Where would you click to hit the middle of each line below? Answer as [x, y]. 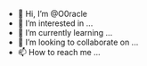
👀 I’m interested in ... [55, 23]
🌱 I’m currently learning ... [65, 33]
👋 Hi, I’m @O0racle [52, 14]
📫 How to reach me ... [59, 52]
